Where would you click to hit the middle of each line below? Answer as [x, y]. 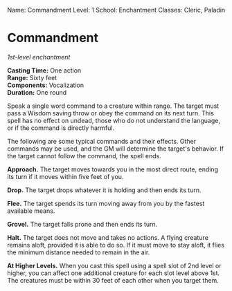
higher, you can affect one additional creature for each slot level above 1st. [114, 273]
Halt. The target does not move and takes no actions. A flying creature [108, 237]
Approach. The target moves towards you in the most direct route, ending [113, 169]
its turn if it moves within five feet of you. [65, 176]
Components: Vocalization [46, 85]
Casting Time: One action [44, 70]
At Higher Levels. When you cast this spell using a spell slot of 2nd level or [114, 265]
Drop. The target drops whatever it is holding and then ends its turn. [104, 190]
